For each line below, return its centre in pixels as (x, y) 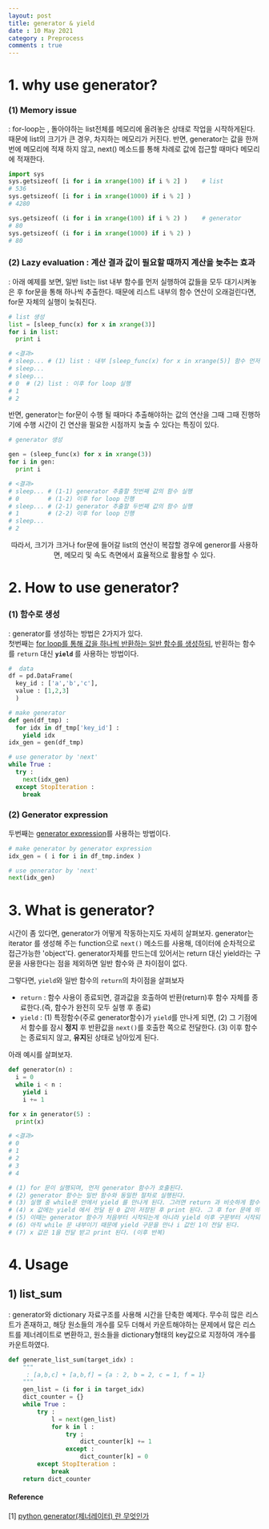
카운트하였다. (29, 1345)
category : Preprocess (46, 38)
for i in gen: (32, 462)
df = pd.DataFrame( (41, 676)
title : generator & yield (51, 23)
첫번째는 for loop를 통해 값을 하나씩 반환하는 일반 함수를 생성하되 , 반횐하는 (125, 643)
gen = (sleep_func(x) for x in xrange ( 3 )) (80, 455)
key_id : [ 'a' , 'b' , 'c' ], (57, 684)
